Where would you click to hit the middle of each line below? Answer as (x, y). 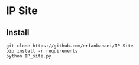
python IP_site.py (29, 56)
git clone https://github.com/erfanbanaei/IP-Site (70, 46)
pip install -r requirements (42, 51)
